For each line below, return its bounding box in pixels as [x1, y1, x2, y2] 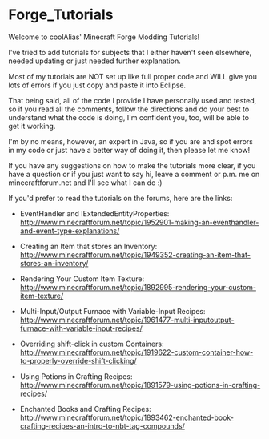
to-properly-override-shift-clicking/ [19, 356, 138, 365]
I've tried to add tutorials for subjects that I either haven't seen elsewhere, [8, 47, 252, 57]
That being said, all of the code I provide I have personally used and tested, [8, 95, 257, 105]
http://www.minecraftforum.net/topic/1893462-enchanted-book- [19, 413, 235, 422]
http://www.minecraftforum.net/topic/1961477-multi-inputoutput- [19, 315, 235, 324]
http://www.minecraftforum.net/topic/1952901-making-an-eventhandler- [19, 217, 259, 227]
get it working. [8, 121, 56, 131]
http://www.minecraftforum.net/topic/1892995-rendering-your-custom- [19, 282, 256, 292]
